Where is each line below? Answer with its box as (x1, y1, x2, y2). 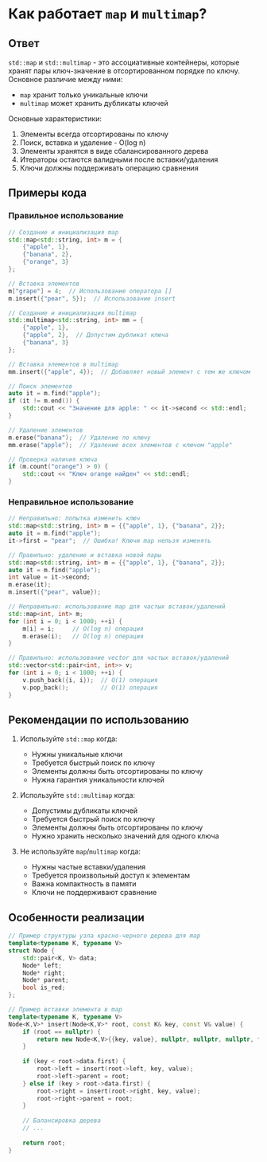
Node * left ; (22, 961, 62, 969)
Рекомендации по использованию (8, 713, 189, 726)
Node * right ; (22, 969, 66, 977)
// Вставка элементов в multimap (8, 360, 119, 368)
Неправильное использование (8, 496, 133, 507)
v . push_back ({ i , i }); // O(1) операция (22, 676, 158, 684)
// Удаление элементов (8, 426, 83, 434)
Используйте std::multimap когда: (19, 791, 136, 800)
